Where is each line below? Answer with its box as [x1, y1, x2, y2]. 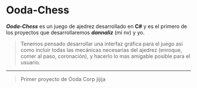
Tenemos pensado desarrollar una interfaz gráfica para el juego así [20, 40, 183, 47]
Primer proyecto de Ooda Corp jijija [20, 75, 106, 82]
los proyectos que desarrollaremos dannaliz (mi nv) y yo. [6, 29, 145, 36]
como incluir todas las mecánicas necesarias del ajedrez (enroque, [20, 46, 182, 53]
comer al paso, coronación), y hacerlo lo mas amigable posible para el [20, 52, 191, 59]
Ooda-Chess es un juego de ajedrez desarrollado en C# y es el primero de [6, 23, 188, 30]
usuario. [20, 59, 40, 66]
